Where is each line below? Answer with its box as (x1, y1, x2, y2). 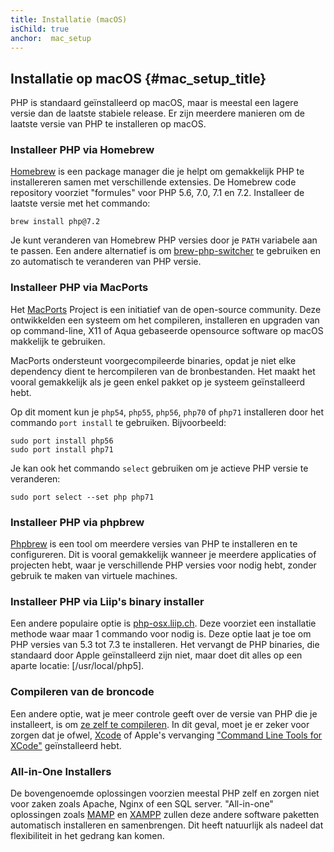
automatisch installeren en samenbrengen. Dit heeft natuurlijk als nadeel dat (10, 819, 324, 831)
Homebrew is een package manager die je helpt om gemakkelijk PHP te (10, 166, 305, 178)
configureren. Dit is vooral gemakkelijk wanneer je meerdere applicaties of (10, 549, 317, 561)
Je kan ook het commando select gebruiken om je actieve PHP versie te (10, 462, 309, 474)
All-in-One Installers (10, 764, 112, 778)
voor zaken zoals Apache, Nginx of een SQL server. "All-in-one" (10, 797, 274, 810)
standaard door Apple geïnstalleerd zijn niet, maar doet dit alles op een (10, 649, 303, 661)
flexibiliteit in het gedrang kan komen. (10, 829, 165, 841)
